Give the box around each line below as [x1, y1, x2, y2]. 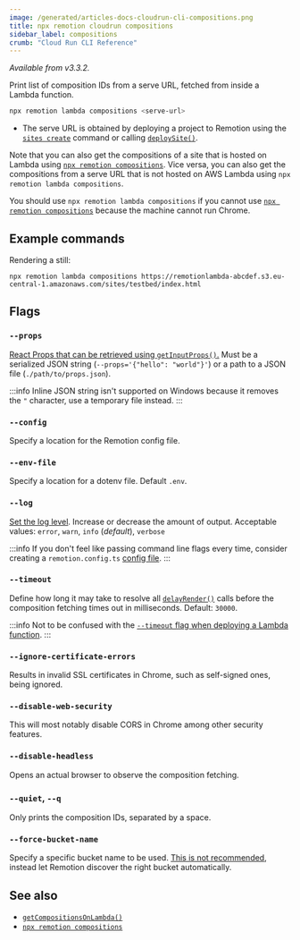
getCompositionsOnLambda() [21, 913, 123, 922]
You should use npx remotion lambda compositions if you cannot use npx [9, 196, 277, 207]
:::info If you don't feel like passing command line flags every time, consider [9, 543, 287, 554]
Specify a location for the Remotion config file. [9, 435, 180, 445]
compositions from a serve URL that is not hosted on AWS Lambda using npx [9, 169, 291, 180]
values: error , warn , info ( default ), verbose [9, 525, 165, 537]
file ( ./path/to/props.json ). [9, 368, 112, 378]
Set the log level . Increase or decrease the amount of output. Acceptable [9, 516, 277, 527]
